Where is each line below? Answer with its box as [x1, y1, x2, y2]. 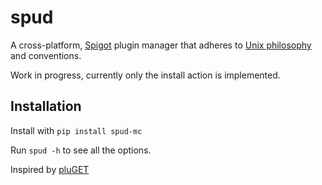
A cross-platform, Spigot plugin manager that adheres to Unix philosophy [10, 39, 312, 51]
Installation [10, 98, 82, 115]
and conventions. [10, 49, 82, 61]
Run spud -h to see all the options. [10, 144, 152, 156]
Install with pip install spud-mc [10, 124, 143, 136]
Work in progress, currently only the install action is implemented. [10, 69, 281, 81]
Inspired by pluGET [10, 163, 90, 175]
